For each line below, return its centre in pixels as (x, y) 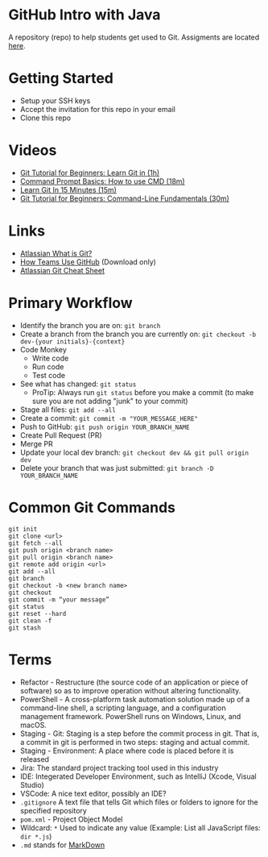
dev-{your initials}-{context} (72, 341)
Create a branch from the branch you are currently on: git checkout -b (138, 334)
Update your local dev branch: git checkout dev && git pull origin (134, 452)
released (35, 759)
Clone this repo (45, 118)
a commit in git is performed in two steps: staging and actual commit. (135, 742)
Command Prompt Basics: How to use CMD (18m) (102, 181)
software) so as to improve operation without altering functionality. (130, 690)
